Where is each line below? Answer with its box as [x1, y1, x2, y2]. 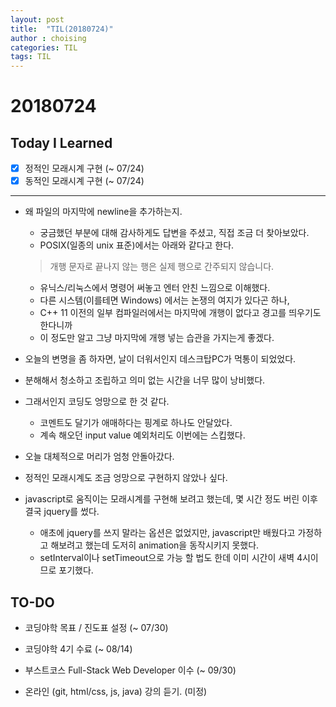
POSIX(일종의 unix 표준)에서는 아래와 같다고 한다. [39, 239, 235, 251]
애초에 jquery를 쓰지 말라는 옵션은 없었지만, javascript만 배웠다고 [39, 527, 296, 539]
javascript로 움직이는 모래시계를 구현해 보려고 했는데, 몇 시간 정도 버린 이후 [24, 493, 318, 505]
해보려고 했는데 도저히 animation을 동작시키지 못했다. [50, 539, 260, 551]
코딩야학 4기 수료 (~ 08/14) [24, 643, 133, 655]
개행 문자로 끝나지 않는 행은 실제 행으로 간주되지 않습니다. [49, 261, 275, 273]
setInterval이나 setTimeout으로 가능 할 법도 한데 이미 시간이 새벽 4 [39, 552, 303, 564]
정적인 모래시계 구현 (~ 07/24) [24, 162, 145, 175]
